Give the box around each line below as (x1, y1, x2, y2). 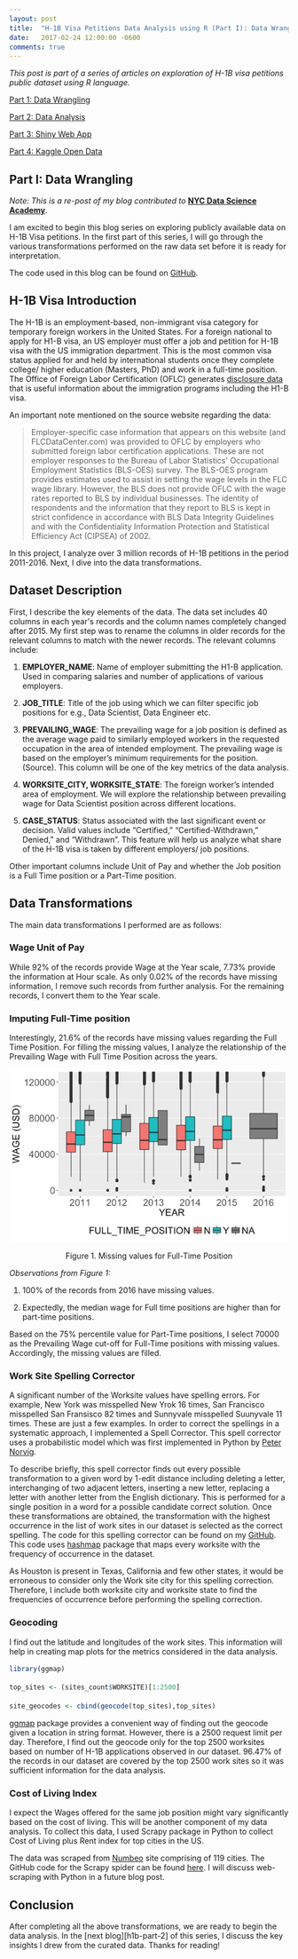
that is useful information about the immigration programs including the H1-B (9, 383, 289, 393)
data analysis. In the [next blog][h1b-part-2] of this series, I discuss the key (9, 1931, 284, 1941)
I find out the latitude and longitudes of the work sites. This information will (9, 1637, 283, 1647)
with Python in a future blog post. (43, 1872, 166, 1883)
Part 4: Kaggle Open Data (9, 147, 103, 157)
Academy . (9, 205, 48, 216)
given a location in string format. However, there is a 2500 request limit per (9, 1727, 283, 1738)
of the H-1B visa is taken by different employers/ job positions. (21, 844, 250, 854)
